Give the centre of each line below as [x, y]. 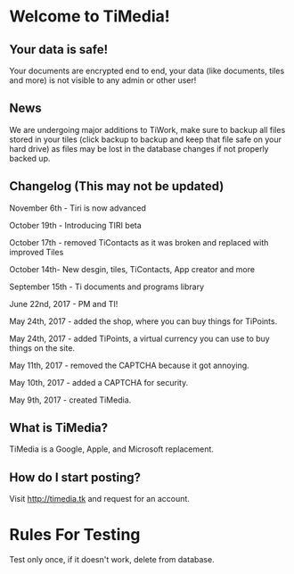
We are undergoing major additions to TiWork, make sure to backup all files [147, 129]
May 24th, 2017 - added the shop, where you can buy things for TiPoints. [143, 321]
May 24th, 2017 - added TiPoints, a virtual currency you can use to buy [139, 338]
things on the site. [42, 348]
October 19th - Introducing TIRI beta [76, 225]
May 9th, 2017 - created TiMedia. [70, 400]
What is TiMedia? [59, 428]
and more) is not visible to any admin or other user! [103, 80]
